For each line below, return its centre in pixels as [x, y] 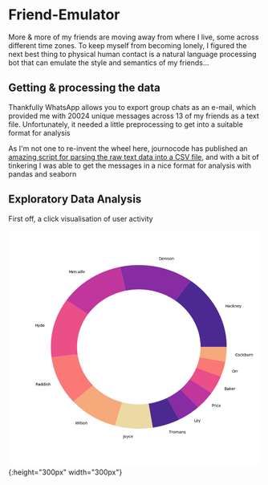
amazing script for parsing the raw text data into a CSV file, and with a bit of [134, 157]
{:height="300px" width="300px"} [65, 472]
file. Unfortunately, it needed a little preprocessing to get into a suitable [126, 124]
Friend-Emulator [64, 15]
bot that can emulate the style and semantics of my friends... [109, 63]
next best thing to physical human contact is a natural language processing [132, 54]
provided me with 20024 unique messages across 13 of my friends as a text [134, 116]
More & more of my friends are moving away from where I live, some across [134, 37]
